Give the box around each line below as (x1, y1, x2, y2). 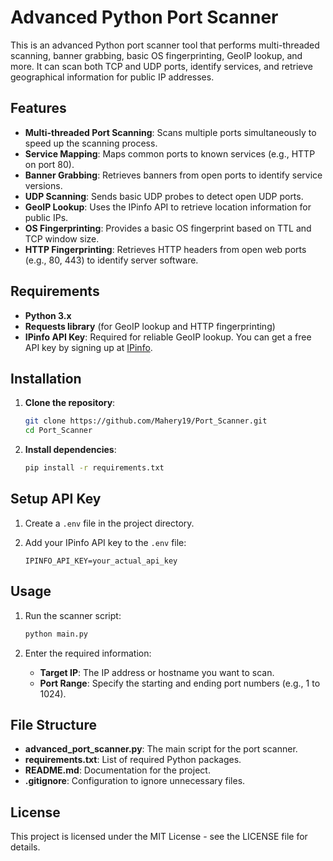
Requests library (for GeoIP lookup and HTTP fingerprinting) (24, 320, 276, 332)
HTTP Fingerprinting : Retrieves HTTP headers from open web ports (24, 243, 307, 255)
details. (10, 841, 41, 853)
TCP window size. (24, 232, 100, 245)
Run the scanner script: (24, 609, 122, 621)
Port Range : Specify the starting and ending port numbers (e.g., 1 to (39, 677, 321, 689)
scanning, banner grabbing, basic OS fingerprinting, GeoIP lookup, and (10, 49, 303, 61)
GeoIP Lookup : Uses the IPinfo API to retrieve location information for (24, 201, 312, 213)
